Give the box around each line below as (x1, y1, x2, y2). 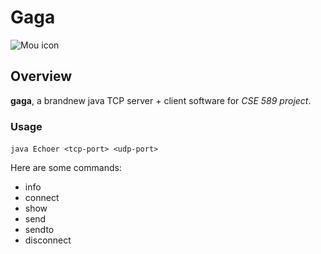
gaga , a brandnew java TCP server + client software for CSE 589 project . (10, 94, 312, 106)
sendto (24, 224, 55, 236)
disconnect (24, 234, 72, 246)
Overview (10, 68, 73, 85)
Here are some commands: (10, 162, 122, 174)
